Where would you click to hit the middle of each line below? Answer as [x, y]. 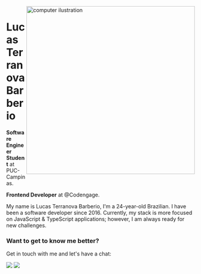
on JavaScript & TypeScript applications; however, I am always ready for [95, 219]
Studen [16, 158]
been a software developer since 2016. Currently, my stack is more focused [99, 213]
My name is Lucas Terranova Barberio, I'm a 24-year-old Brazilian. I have [96, 206]
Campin [16, 177]
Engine [15, 145]
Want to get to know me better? [53, 241]
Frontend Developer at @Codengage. [53, 195]
